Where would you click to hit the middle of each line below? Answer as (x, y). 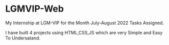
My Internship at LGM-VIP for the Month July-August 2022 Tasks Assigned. (85, 23)
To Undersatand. (23, 38)
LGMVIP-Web (34, 9)
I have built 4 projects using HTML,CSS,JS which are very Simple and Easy (84, 32)
